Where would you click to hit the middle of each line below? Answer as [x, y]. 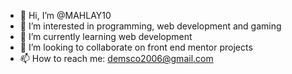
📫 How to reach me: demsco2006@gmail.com [116, 58]
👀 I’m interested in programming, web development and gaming [150, 26]
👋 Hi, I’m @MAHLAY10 [65, 15]
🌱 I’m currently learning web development [106, 36]
